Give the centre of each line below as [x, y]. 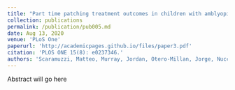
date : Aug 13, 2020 [36, 33]
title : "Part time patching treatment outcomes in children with [104, 14]
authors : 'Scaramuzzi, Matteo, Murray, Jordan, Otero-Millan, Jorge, [111, 59]
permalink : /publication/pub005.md [59, 27]
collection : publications [45, 20]
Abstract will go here [37, 79]
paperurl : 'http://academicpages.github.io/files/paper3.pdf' [100, 46]
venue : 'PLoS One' [34, 40]
